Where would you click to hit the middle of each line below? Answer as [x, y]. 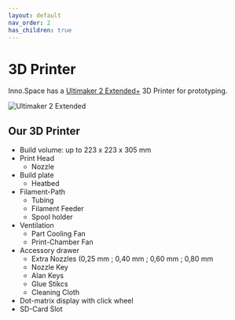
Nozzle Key [50, 267]
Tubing [42, 200]
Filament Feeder [57, 209]
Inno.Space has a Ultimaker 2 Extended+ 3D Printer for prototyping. [118, 91]
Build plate [37, 175]
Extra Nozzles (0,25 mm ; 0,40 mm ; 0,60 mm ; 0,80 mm [122, 259]
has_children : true [40, 30]
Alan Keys [48, 276]
